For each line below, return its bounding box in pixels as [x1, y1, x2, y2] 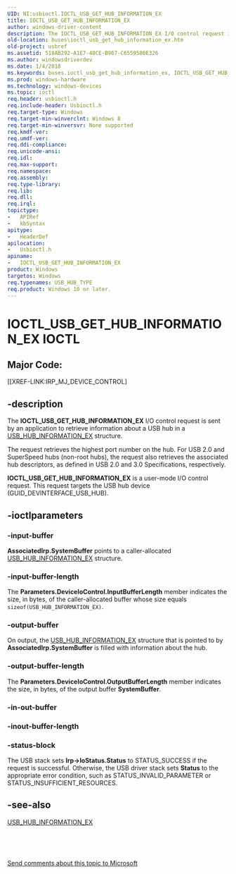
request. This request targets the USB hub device [7, 481, 150, 490]
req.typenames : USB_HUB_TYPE [7, 279, 93, 286]
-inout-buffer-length [7, 721, 79, 731]
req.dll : [7, 194, 33, 201]
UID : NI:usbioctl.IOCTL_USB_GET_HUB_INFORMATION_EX [7, 10, 162, 18]
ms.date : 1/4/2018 [7, 63, 61, 70]
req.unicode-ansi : [7, 148, 61, 155]
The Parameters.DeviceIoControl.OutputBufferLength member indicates [7, 677, 221, 686]
